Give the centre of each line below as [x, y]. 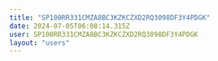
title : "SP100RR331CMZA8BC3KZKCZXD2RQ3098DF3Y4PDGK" [110, 17]
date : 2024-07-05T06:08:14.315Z [70, 26]
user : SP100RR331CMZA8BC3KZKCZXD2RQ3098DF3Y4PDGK [104, 34]
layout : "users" [39, 43]
